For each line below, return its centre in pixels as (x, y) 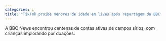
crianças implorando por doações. (40, 33)
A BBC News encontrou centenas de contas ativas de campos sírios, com (80, 28)
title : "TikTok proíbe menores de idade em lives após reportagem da (78, 14)
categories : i (20, 10)
